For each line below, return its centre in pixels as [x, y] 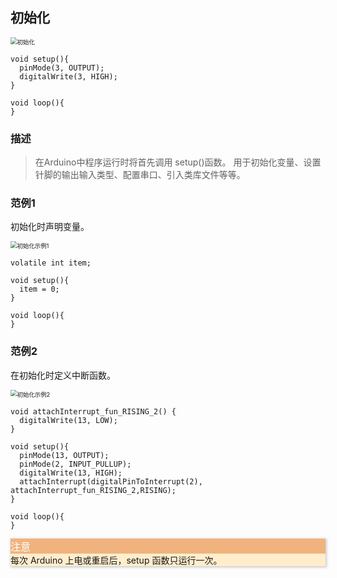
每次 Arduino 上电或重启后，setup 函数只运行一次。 [116, 560]
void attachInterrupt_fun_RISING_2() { [93, 411]
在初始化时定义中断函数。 [63, 375]
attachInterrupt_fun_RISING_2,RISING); [93, 490]
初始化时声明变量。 [50, 227]
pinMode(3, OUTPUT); [62, 68]
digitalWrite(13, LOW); [68, 420]
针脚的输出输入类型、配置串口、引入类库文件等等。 [140, 175]
